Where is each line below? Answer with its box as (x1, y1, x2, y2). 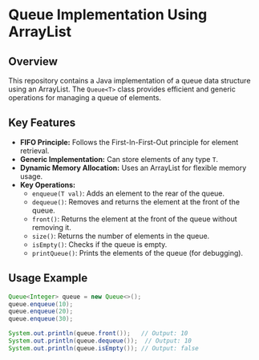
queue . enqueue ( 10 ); (8, 300, 74, 308)
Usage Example (8, 271, 88, 285)
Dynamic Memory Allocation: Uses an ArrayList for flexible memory (19, 163, 247, 172)
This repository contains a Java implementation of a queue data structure (8, 76, 251, 85)
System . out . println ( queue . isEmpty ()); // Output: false (8, 344, 199, 352)
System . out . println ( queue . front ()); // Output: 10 (8, 330, 188, 338)
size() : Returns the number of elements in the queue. (31, 231, 210, 241)
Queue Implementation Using (8, 6, 208, 24)
